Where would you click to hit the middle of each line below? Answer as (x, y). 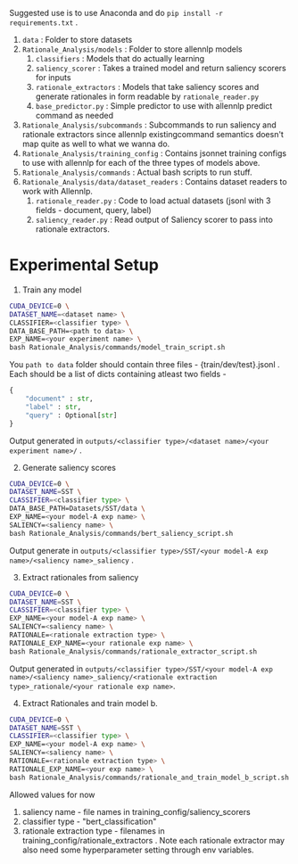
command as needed (74, 115)
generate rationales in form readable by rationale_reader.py (147, 96)
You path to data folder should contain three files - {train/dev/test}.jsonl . (145, 365)
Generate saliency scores (69, 467)
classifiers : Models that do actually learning (120, 58)
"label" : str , (54, 407)
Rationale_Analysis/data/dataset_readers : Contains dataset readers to (154, 181)
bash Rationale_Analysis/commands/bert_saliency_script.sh (121, 533)
